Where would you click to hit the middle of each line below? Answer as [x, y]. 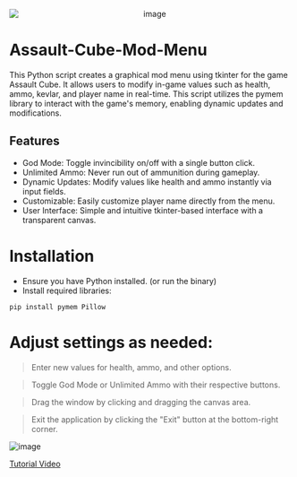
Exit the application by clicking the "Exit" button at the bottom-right [155, 419]
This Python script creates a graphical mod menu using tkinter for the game [148, 74]
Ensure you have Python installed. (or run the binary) [119, 281]
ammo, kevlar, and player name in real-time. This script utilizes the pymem [146, 93]
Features [34, 141]
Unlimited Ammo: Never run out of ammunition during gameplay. [141, 172]
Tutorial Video [35, 464]
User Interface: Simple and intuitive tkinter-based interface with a [143, 210]
